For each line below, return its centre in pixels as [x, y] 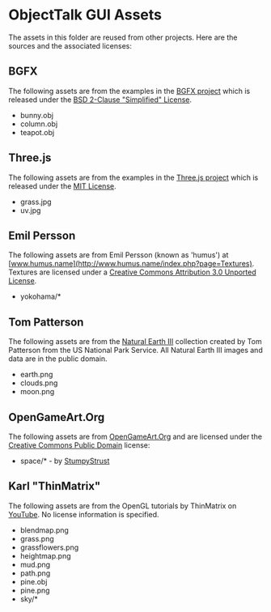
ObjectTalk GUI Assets [85, 15]
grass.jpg [36, 202]
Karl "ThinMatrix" [55, 486]
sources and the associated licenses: [70, 45]
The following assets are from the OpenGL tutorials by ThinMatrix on [123, 506]
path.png [35, 573]
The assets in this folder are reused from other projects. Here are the [123, 37]
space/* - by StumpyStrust [65, 461]
